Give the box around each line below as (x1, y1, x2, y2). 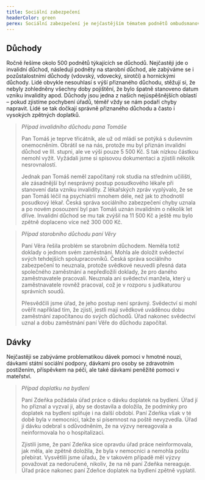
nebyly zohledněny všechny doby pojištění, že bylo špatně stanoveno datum (6, 85, 199, 92)
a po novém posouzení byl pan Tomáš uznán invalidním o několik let (21, 206, 193, 213)
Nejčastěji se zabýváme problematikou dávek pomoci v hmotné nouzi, (6, 353, 182, 360)
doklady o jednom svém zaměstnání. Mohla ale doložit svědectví (21, 249, 184, 256)
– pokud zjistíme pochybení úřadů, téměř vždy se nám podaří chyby (6, 99, 177, 106)
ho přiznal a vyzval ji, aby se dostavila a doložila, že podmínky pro (21, 403, 187, 410)
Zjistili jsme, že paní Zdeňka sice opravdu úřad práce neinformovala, (21, 441, 193, 448)
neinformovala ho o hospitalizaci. (21, 429, 105, 436)
